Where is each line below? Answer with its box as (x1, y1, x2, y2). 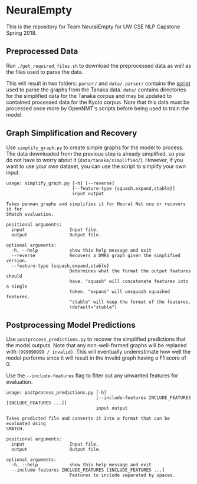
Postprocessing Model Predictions (6, 320, 136, 330)
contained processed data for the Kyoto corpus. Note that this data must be (6, 98, 190, 106)
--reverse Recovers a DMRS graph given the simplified (11, 252, 181, 258)
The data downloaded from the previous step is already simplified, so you (6, 150, 185, 157)
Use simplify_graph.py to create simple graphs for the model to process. (6, 144, 184, 151)
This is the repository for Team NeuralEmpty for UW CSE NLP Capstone (6, 23, 180, 30)
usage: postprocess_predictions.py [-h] (6, 390, 107, 396)
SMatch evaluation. (6, 211, 54, 217)
